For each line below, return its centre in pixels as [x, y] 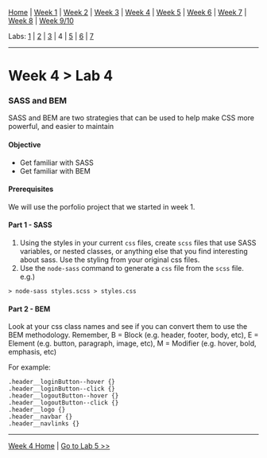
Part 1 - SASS [31, 225]
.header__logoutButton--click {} [64, 403]
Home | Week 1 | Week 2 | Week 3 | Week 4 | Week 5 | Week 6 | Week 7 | [128, 12]
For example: [30, 367]
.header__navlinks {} [44, 424]
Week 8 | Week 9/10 [41, 21]
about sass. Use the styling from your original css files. [110, 260]
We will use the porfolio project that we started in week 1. [102, 206]
